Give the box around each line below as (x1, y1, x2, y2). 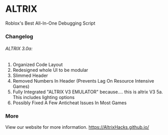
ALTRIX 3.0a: (5, 46, 33, 52)
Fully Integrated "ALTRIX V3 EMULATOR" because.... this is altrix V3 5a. (12, 89, 163, 95)
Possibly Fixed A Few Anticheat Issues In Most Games (12, 100, 127, 106)
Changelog (5, 33, 33, 40)
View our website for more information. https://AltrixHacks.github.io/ (5, 124, 150, 130)
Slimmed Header (12, 72, 49, 79)
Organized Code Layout (12, 62, 63, 68)
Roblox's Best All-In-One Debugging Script (5, 20, 95, 26)
